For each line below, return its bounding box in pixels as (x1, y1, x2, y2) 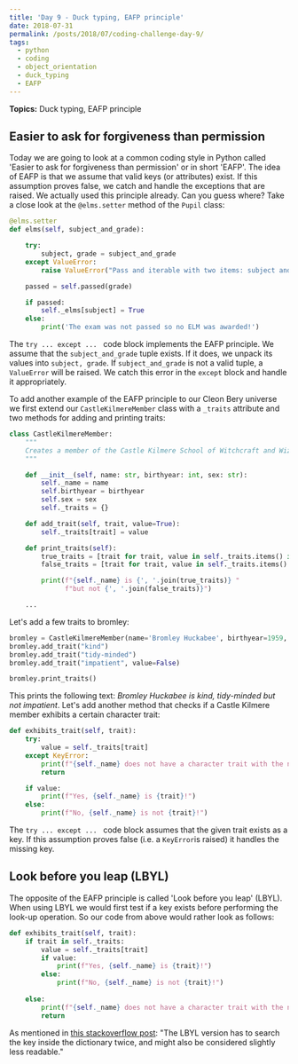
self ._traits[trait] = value (41, 527, 149, 537)
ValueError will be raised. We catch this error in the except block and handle (9, 367, 287, 378)
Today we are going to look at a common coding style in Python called (9, 153, 266, 163)
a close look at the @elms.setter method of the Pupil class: (9, 200, 225, 210)
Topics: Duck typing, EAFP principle (9, 103, 142, 114)
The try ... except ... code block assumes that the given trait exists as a (9, 824, 288, 835)
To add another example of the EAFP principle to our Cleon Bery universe (9, 394, 278, 405)
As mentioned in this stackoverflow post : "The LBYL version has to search (9, 1027, 280, 1038)
